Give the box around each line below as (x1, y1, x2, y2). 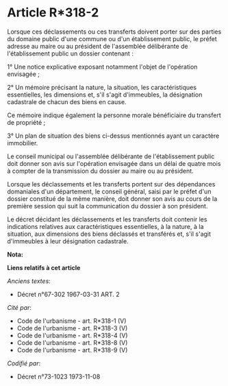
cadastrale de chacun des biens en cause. (7, 97, 127, 106)
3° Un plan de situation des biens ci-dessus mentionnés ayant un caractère (7, 132, 220, 140)
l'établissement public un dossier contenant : (7, 49, 134, 58)
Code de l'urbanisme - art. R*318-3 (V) (16, 324, 128, 332)
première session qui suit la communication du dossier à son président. (7, 202, 208, 210)
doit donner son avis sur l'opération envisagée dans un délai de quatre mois (7, 159, 221, 167)
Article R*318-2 (7, 5, 99, 21)
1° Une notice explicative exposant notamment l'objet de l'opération (7, 62, 198, 71)
